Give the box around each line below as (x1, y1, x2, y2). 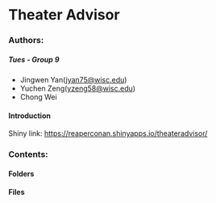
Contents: (8, 149, 48, 160)
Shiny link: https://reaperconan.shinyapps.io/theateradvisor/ (8, 129, 208, 138)
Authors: (8, 35, 44, 46)
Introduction (8, 111, 51, 121)
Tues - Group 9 (8, 54, 60, 64)
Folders (8, 168, 35, 179)
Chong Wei (19, 92, 58, 102)
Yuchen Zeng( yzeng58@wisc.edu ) (19, 83, 135, 94)
